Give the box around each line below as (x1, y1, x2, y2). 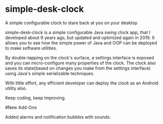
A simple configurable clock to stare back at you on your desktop (5, 20, 138, 26)
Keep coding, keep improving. (5, 95, 66, 101)
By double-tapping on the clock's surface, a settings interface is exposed (5, 54, 154, 60)
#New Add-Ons (5, 104, 37, 110)
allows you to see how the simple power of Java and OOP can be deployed (5, 40, 158, 45)
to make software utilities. (5, 45, 58, 51)
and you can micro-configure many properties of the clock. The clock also (5, 60, 156, 66)
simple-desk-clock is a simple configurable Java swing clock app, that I (5, 29, 151, 35)
